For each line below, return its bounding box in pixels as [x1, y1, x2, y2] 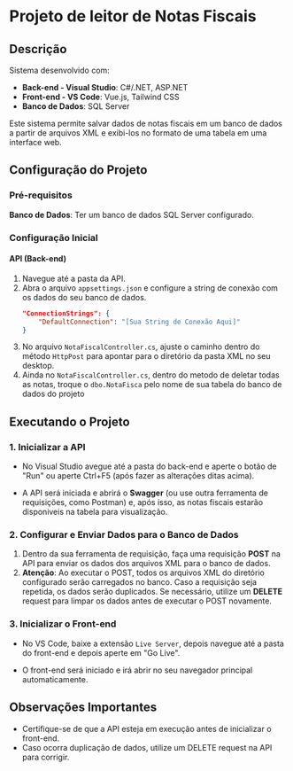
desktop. [21, 361, 55, 371]
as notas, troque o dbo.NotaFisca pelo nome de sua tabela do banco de [21, 379, 282, 390]
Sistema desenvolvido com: [9, 65, 111, 75]
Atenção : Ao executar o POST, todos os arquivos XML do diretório [21, 567, 266, 578]
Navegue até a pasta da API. [21, 273, 127, 284]
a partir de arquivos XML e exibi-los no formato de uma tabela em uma [9, 128, 267, 138]
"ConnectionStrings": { [21, 308, 111, 318]
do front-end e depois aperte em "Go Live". [21, 647, 181, 658]
